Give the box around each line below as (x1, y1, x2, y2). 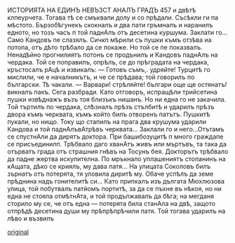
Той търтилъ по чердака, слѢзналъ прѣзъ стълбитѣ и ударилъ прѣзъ (7, 103, 215, 111)
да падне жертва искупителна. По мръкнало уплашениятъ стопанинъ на (7, 155, 226, 163)
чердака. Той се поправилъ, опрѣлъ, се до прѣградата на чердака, (7, 58, 209, 66)
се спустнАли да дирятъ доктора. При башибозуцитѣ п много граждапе (7, 132, 224, 141)
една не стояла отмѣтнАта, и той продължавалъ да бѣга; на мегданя (7, 192, 215, 200)
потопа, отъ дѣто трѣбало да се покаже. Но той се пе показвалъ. (7, 43, 203, 51)
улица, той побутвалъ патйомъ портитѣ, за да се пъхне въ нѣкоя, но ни (7, 185, 222, 193)
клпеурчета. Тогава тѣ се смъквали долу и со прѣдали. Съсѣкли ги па (7, 13, 219, 22)
